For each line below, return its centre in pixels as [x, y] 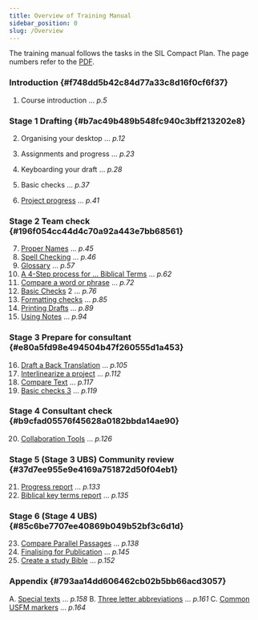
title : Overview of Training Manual [70, 16]
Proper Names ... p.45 [57, 248]
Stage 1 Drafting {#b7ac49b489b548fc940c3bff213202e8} [127, 121]
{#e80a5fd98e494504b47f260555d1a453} [97, 348]
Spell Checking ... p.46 [58, 257]
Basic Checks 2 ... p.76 [58, 291]
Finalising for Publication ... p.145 [75, 552]
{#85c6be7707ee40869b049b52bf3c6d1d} [97, 526]
